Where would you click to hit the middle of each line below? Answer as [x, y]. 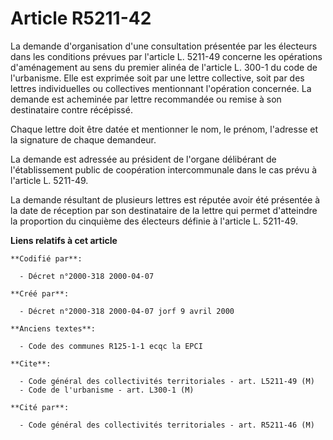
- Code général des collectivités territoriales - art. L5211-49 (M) [167, 381]
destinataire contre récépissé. [71, 109]
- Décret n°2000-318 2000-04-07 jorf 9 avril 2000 [127, 311]
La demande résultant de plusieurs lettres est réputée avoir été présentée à [165, 199]
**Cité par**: [40, 407]
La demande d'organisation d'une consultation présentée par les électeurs [164, 46]
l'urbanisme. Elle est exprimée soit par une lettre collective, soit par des [157, 78]
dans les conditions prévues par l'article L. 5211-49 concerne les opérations [166, 56]
